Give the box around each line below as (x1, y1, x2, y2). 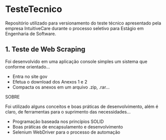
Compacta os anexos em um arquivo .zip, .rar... (12, 84, 110, 90)
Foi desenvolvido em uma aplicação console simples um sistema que (5, 58, 147, 64)
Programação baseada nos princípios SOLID (12, 118, 104, 124)
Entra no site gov (12, 73, 47, 79)
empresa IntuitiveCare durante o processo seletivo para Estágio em (5, 25, 144, 31)
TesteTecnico (5, 3, 62, 15)
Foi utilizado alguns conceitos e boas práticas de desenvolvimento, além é (5, 103, 158, 109)
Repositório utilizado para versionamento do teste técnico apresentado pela (5, 20, 161, 26)
